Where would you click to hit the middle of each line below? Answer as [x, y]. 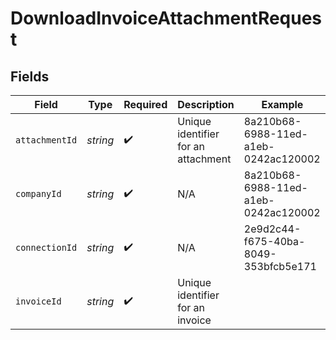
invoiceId [38, 301]
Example [282, 104]
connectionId [46, 247]
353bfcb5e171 [280, 266]
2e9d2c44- [272, 229]
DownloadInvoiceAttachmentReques [166, 18]
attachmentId [46, 140]
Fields [30, 76]
